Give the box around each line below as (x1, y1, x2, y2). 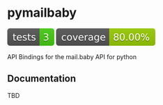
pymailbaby (7, 5, 77, 21)
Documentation (7, 73, 77, 85)
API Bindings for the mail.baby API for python (7, 52, 137, 60)
